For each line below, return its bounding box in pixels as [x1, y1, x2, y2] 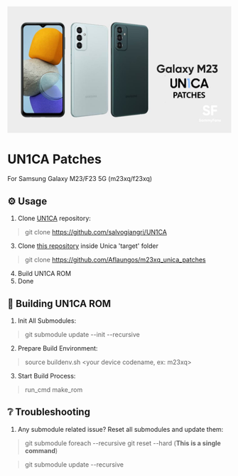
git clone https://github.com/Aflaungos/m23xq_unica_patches [24, 256, 206, 264]
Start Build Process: [17, 372, 76, 381]
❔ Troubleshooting [7, 406, 91, 418]
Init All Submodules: [17, 316, 77, 325]
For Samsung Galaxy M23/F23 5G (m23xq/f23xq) [7, 175, 153, 183]
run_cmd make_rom [24, 386, 83, 394]
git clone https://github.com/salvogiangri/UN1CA [24, 228, 167, 237]
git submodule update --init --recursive [24, 331, 140, 339]
